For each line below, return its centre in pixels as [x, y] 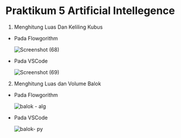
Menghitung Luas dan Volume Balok [57, 84]
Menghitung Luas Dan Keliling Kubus [58, 27]
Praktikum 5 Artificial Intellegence [90, 11]
